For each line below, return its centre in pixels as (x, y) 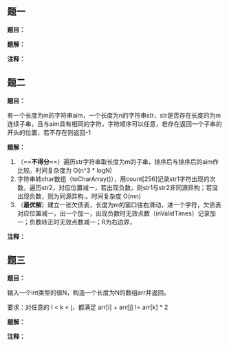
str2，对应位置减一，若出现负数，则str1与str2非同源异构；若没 (130, 187)
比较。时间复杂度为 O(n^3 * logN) (64, 170)
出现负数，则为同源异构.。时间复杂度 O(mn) (79, 196)
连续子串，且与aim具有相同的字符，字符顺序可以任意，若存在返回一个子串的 (115, 124)
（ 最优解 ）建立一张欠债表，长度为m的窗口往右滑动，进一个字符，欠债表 (119, 204)
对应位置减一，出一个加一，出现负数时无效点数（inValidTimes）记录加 (117, 213)
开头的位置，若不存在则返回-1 (49, 132)
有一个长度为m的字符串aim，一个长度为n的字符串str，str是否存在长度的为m (114, 115)
